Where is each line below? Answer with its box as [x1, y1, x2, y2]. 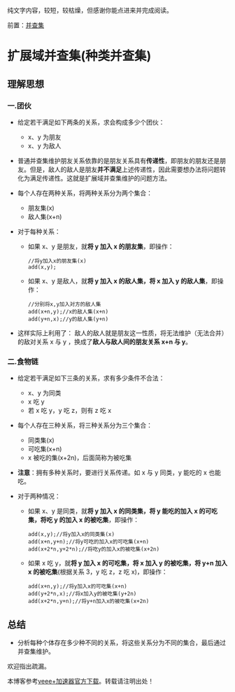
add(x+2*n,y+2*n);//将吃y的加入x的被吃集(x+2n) [27, 546, 159, 553]
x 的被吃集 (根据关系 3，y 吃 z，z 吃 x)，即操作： [27, 567, 168, 576]
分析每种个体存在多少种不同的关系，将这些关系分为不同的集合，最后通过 [17, 638, 226, 647]
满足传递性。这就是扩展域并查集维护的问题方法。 [29, 174, 171, 182]
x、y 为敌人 [27, 141, 62, 150]
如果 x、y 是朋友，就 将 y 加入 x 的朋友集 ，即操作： [27, 242, 174, 250]
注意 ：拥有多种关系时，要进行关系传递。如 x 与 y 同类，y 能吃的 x [17, 468, 208, 477]
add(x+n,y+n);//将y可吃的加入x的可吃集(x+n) [27, 538, 149, 546]
